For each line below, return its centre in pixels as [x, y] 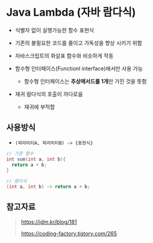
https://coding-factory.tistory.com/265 [69, 233]
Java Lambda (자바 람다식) [71, 12]
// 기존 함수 [20, 153]
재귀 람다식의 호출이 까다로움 [49, 94]
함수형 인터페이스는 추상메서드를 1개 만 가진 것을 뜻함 [85, 81]
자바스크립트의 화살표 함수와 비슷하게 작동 [64, 55]
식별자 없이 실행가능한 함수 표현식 [55, 30]
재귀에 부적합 [39, 106]
